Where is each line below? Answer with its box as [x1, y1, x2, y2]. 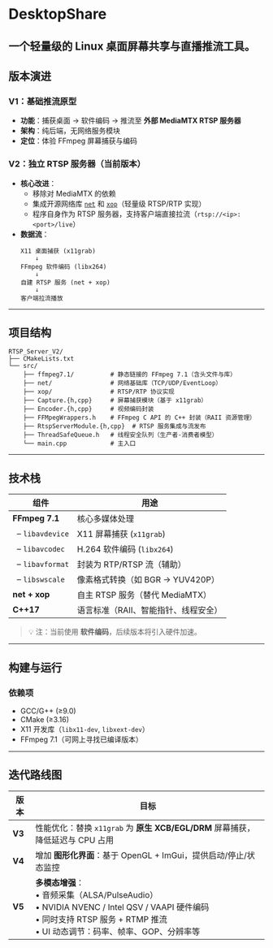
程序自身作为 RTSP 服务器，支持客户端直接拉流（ [32, 209, 197, 219]
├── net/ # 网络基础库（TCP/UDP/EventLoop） [23, 379, 222, 387]
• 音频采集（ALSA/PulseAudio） [35, 889, 158, 900]
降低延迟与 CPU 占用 [35, 834, 115, 846]
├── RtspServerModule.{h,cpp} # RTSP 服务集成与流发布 [23, 422, 206, 431]
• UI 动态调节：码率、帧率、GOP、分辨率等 [35, 925, 201, 937]
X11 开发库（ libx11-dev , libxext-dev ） [19, 724, 150, 734]
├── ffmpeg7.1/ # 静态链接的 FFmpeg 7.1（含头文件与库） [23, 370, 237, 379]
